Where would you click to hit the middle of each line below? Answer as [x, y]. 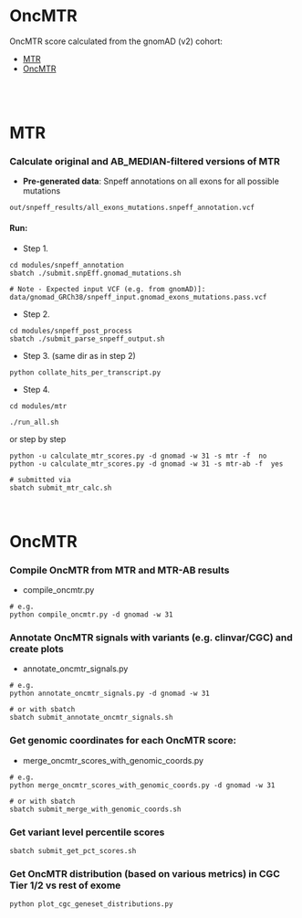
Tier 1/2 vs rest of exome [65, 885]
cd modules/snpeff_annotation [67, 265]
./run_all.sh [34, 422]
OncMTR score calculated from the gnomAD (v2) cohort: [116, 41]
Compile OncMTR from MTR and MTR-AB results [120, 570]
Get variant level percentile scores [87, 832]
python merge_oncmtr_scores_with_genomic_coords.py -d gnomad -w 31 [142, 785]
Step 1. [35, 248]
